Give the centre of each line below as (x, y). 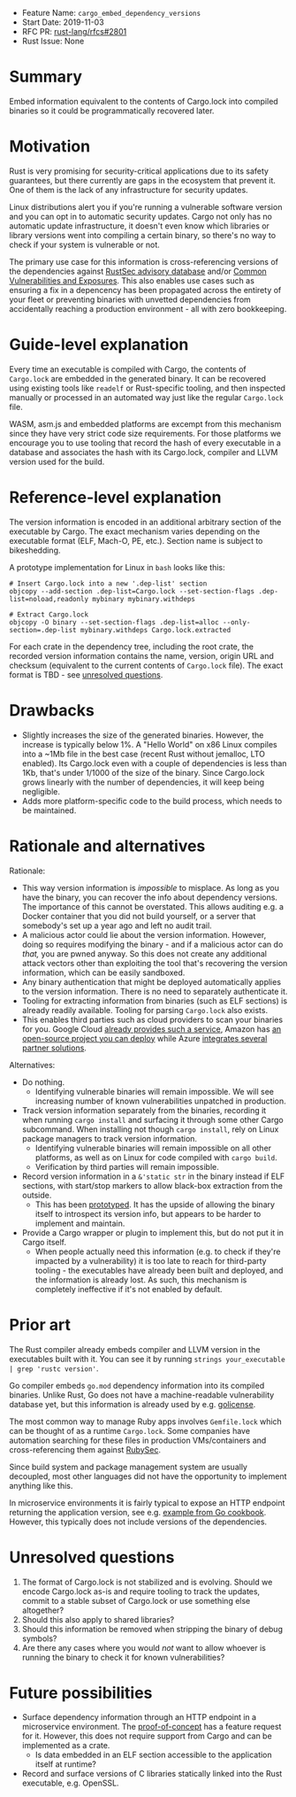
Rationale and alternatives (107, 846)
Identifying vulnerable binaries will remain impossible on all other (153, 1148)
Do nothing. (43, 1082)
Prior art (40, 1325)
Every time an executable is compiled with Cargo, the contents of (128, 369)
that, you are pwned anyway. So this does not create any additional (144, 953)
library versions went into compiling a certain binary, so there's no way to (143, 235)
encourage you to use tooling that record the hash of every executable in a (145, 443)
